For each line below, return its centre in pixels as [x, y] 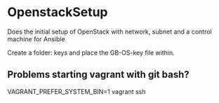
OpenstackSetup [58, 12]
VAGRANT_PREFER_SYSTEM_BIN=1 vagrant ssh [77, 91]
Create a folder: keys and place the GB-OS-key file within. [91, 53]
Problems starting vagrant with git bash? [98, 75]
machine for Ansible [36, 39]
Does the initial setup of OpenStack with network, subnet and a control [109, 32]
